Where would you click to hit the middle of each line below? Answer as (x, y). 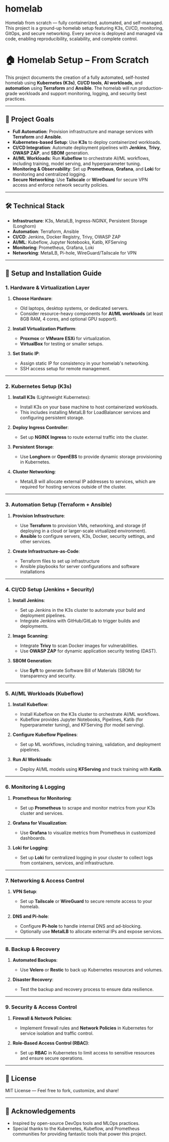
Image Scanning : (30, 636)
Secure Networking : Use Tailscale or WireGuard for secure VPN (80, 180)
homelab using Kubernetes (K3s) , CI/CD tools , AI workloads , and (74, 83)
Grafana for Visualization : (40, 823)
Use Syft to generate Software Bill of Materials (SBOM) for (80, 671)
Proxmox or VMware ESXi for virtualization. (66, 339)
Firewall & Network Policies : (42, 1018)
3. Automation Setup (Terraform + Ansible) (59, 505)
